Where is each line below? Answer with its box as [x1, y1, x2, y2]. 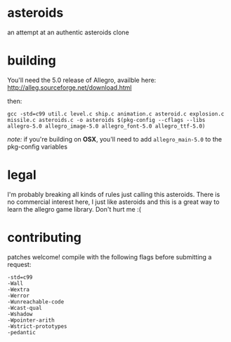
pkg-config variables [7, 142, 68, 151]
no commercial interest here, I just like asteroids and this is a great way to [7, 198, 220, 206]
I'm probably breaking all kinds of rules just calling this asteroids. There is [7, 190, 220, 198]
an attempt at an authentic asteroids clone [7, 28, 130, 36]
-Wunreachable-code [7, 298, 65, 306]
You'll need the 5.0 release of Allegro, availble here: [7, 76, 157, 84]
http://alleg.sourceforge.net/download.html [7, 83, 132, 92]
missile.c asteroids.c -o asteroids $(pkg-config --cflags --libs [7, 116, 206, 123]
